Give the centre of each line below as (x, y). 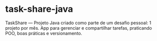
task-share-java (39, 9)
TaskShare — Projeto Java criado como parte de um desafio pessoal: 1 (78, 23)
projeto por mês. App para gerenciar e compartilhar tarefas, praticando (78, 28)
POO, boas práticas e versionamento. (44, 33)
